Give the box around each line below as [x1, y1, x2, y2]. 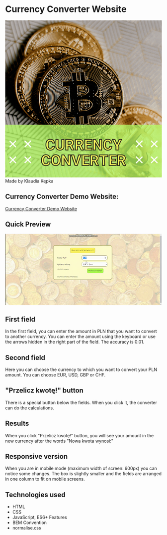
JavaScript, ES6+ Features [12, 515, 67, 521]
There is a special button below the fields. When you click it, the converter [5, 399, 158, 405]
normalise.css [12, 525, 41, 531]
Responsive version [5, 452, 68, 461]
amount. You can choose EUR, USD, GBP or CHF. [5, 372, 106, 378]
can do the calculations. [5, 405, 55, 411]
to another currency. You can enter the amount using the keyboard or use [5, 334, 156, 340]
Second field [5, 353, 46, 362]
